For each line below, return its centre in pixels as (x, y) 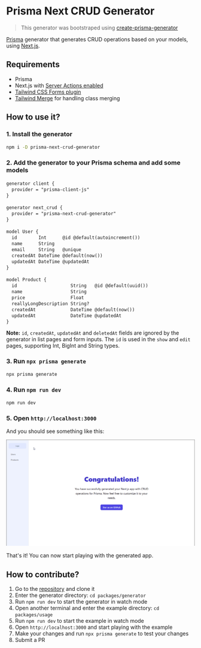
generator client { (31, 183)
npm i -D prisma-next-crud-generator (53, 147)
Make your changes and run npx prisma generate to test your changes (102, 634)
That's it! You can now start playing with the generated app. (80, 556)
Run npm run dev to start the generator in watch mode (81, 602)
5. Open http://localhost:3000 (51, 418)
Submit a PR (30, 640)
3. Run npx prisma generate (46, 361)
